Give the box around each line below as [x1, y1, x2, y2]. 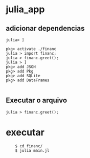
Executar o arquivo [6, 96, 67, 105]
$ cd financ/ [15, 143, 43, 149]
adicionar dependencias [6, 24, 85, 33]
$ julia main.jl [15, 148, 50, 153]
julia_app [6, 4, 45, 15]
